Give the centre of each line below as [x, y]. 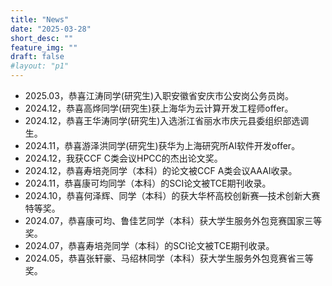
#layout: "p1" [40, 66]
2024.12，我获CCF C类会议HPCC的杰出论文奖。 [123, 158]
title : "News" [40, 19]
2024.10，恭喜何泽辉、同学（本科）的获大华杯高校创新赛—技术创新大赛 [172, 195]
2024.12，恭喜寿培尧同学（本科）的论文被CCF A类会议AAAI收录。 [161, 170]
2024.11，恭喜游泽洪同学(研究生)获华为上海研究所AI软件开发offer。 [162, 145]
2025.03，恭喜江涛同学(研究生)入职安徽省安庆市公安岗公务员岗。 [159, 95]
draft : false [37, 57]
